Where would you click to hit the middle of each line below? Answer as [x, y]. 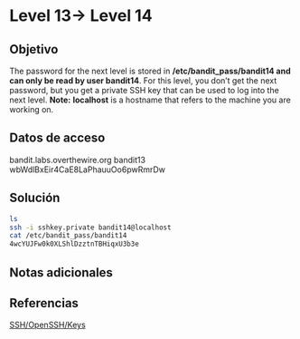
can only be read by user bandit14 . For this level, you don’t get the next [143, 81]
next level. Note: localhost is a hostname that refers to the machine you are [150, 100]
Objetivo [34, 49]
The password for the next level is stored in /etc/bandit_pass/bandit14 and [150, 71]
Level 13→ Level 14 [81, 16]
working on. [32, 109]
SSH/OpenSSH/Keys [47, 325]
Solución [35, 198]
